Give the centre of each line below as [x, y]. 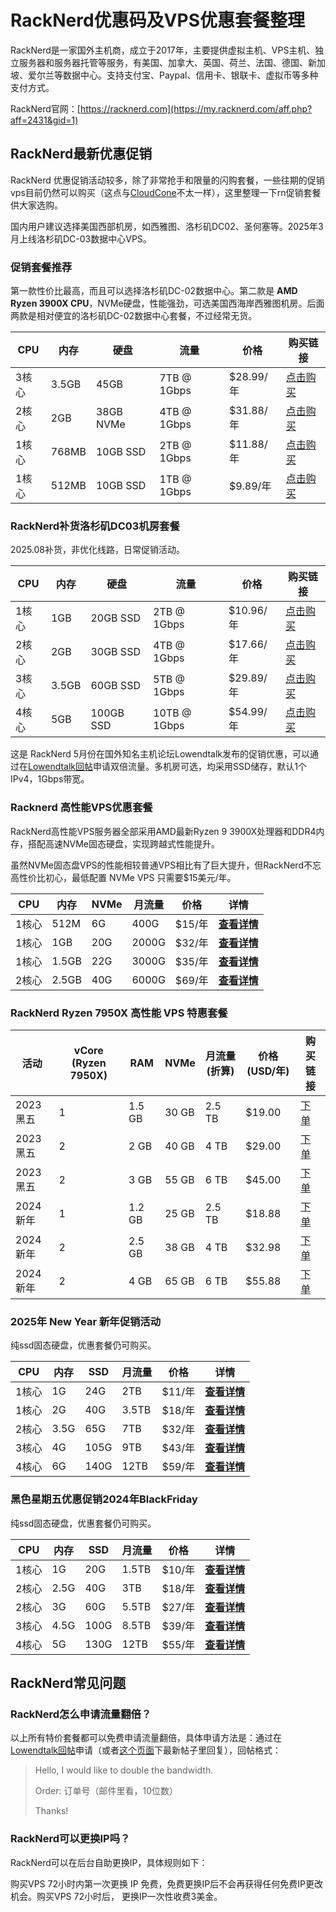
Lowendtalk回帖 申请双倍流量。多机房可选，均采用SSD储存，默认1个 [167, 767]
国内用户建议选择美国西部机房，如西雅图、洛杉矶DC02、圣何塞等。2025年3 [167, 226]
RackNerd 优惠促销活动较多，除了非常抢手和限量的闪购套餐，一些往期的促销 [167, 180]
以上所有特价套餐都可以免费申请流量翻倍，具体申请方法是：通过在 [146, 1738]
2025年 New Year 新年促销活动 [86, 1321]
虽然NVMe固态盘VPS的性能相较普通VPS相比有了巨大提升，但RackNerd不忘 [166, 865]
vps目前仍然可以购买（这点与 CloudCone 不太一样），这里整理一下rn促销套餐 [166, 192]
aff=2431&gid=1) [44, 120]
